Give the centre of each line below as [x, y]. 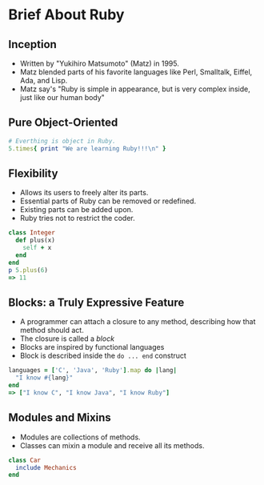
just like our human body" [62, 97]
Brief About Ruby [66, 15]
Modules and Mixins [60, 418]
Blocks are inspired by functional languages [92, 347]
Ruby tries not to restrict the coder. [78, 218]
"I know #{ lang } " [44, 378]
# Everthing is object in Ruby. [62, 141]
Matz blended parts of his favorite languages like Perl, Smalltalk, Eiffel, [136, 72]
